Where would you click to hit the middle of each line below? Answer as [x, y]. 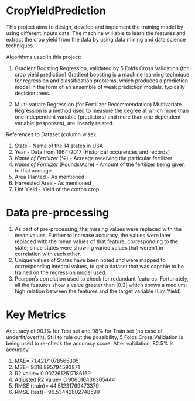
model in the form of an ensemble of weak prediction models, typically [100, 87]
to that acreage [33, 170]
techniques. [20, 46]
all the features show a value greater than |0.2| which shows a [90, 285]
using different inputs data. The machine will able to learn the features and [96, 33]
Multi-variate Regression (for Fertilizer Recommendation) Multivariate [98, 104]
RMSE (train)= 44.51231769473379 [57, 386]
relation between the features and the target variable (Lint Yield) [104, 291]
